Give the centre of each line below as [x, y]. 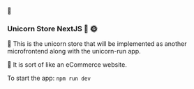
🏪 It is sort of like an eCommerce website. [67, 65]
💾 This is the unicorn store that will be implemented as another [97, 44]
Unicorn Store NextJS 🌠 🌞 [52, 29]
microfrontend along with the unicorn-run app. [74, 51]
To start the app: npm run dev [49, 78]
